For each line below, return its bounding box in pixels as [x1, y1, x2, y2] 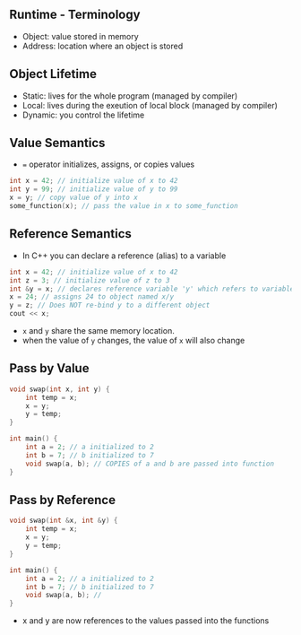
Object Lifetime [9, 66, 97, 82]
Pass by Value [9, 361, 90, 376]
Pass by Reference [9, 492, 116, 508]
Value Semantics [9, 135, 106, 151]
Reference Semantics [9, 226, 133, 241]
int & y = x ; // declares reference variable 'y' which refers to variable [9, 284, 295, 293]
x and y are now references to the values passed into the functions [21, 615, 270, 626]
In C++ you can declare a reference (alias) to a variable [21, 250, 227, 261]
